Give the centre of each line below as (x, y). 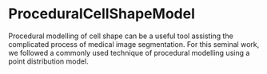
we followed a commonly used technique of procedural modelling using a (129, 53)
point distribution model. (49, 61)
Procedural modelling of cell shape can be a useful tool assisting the (121, 36)
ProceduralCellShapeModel (102, 14)
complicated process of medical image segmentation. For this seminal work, (134, 44)
